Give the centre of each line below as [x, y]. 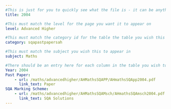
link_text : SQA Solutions [46, 98]
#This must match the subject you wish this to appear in [68, 52]
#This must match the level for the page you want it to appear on [78, 24]
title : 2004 [18, 15]
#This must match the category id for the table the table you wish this [85, 38]
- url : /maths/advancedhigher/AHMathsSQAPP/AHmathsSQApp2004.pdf [85, 80]
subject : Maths [21, 56]
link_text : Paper [37, 84]
